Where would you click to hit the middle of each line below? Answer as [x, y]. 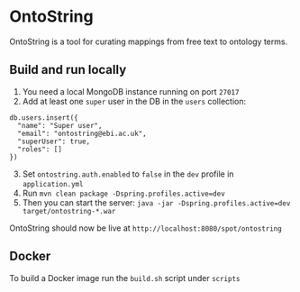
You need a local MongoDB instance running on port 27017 [131, 91]
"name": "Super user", [60, 125]
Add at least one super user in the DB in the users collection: [134, 101]
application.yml [53, 184]
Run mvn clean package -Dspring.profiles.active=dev [123, 193]
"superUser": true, [54, 141]
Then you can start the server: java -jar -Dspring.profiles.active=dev [156, 202]
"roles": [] [40, 149]
